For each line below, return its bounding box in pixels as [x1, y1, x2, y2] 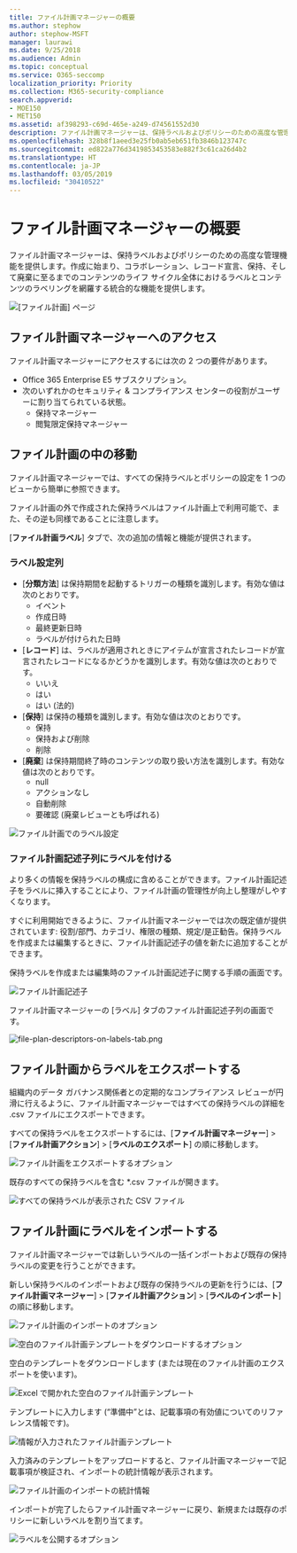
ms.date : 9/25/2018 [9, 46, 81, 55]
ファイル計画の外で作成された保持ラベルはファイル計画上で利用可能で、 [9, 502, 272, 512]
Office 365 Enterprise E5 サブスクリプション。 [21, 374, 192, 385]
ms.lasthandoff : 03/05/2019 [9, 169, 113, 178]
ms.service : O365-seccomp [9, 71, 104, 80]
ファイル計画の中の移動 [9, 447, 137, 462]
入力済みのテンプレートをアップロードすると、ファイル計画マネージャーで [9, 1455, 279, 1465]
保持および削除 [34, 733, 90, 744]
